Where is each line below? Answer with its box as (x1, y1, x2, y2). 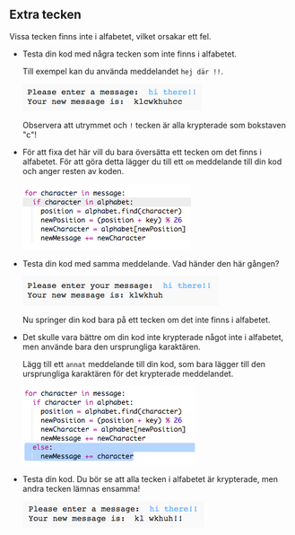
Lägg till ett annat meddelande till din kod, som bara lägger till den (22, 358, 266, 369)
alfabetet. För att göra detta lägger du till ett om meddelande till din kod (22, 156, 282, 167)
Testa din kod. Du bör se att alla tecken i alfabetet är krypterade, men (22, 473, 279, 484)
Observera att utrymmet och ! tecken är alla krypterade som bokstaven (22, 119, 287, 130)
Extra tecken (9, 7, 82, 22)
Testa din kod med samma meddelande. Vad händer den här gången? (22, 258, 280, 268)
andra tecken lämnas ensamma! (22, 483, 141, 494)
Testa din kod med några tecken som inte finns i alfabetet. (22, 48, 238, 59)
